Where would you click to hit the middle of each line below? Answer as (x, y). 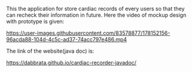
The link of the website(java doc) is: (50, 51)
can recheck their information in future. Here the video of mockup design (96, 15)
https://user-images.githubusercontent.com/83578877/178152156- (88, 33)
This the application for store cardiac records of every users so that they (95, 9)
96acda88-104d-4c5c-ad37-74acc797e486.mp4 (67, 39)
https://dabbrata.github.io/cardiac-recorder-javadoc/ (71, 63)
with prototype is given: (35, 21)
